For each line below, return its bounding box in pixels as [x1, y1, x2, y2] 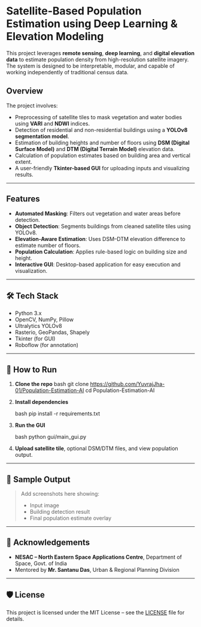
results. [14, 171, 34, 178]
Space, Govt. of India [14, 559, 68, 567]
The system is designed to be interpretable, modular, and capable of [6, 62, 175, 70]
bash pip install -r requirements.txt [14, 410, 100, 417]
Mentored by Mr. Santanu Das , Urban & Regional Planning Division [14, 566, 179, 573]
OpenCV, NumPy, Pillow [14, 316, 74, 323]
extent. [14, 158, 33, 165]
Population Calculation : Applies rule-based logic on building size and [14, 248, 187, 255]
